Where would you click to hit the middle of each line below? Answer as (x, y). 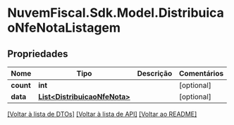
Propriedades (38, 54)
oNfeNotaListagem (64, 28)
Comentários (201, 73)
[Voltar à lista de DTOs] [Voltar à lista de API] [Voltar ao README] (102, 114)
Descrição (155, 73)
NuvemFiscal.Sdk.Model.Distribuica (116, 13)
